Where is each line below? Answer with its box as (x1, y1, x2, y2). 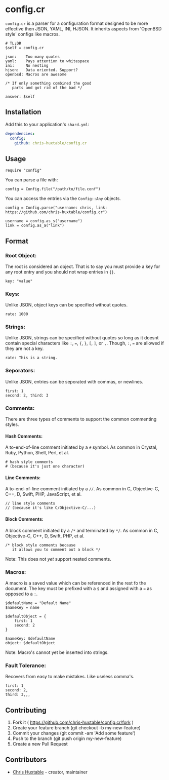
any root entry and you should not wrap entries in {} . (5, 268, 115, 275)
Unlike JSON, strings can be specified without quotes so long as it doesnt (5, 335, 159, 341)
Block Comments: (5, 516, 44, 522)
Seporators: (5, 367, 35, 374)
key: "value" (5, 279, 33, 284)
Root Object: (5, 252, 37, 259)
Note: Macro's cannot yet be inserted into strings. (5, 649, 109, 655)
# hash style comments (5, 459, 53, 464)
